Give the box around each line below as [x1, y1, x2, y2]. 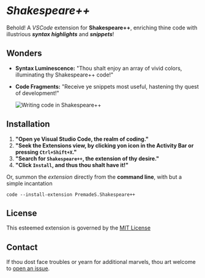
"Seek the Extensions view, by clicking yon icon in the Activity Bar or [15, 141, 194, 149]
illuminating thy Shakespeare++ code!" [15, 71, 114, 78]
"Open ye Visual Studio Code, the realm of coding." [15, 135, 149, 143]
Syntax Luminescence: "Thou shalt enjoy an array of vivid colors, [15, 64, 182, 72]
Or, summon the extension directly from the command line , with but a [6, 173, 182, 181]
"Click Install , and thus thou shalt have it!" [15, 161, 129, 168]
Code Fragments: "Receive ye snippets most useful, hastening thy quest [15, 83, 199, 90]
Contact [6, 242, 38, 252]
